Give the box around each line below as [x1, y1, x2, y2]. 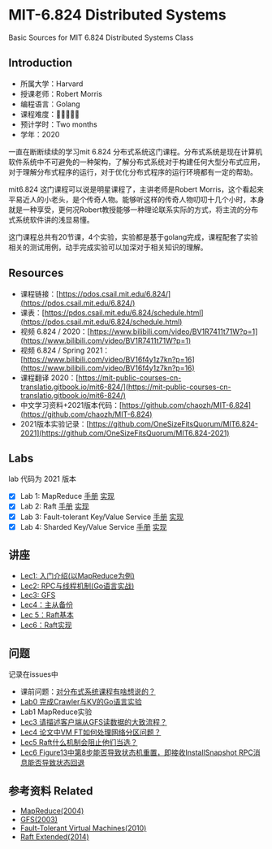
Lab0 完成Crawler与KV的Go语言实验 [19, 697, 142, 707]
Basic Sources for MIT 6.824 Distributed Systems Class [8, 32, 194, 42]
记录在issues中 [8, 669, 58, 679]
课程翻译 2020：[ [19, 372, 79, 383]
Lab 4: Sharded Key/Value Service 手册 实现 [19, 522, 167, 531]
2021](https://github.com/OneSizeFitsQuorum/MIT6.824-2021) [19, 428, 230, 438]
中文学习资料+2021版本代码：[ [19, 400, 123, 409]
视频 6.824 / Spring [19, 345, 85, 355]
